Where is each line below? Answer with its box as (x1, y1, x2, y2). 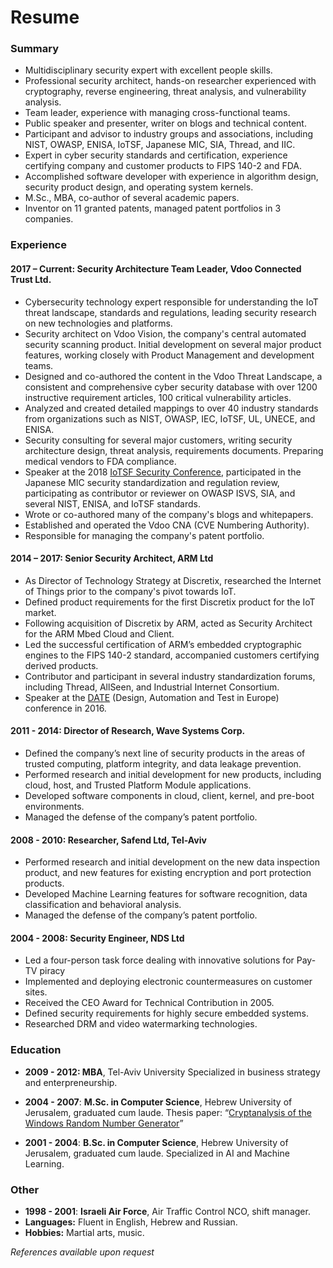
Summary (10, 42, 60, 56)
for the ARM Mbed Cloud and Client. (24, 627, 175, 640)
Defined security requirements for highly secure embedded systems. (24, 1007, 310, 1020)
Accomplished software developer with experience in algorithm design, (24, 171, 319, 183)
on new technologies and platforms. (24, 317, 173, 329)
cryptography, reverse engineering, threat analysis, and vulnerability (24, 86, 307, 98)
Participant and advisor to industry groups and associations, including (24, 128, 314, 140)
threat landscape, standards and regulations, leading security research (24, 306, 317, 318)
